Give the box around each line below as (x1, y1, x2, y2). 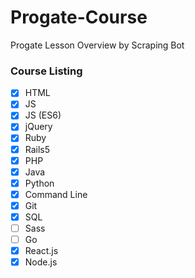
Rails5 (24, 143, 51, 155)
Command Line (24, 188, 88, 200)
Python (24, 177, 55, 189)
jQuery (24, 121, 53, 133)
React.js (24, 245, 59, 257)
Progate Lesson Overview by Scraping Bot (10, 39, 185, 51)
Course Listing (10, 64, 83, 78)
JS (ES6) (24, 109, 62, 121)
